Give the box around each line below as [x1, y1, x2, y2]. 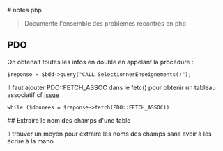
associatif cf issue [7, 90, 60, 99]
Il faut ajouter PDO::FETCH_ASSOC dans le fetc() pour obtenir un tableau [7, 83, 216, 91]
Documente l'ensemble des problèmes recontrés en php [24, 19, 187, 27]
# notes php [7, 6, 42, 14]
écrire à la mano [7, 136, 54, 145]
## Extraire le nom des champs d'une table [7, 116, 131, 124]
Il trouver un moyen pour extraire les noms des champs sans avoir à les [7, 130, 212, 138]
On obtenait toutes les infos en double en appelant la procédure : [7, 57, 194, 66]
